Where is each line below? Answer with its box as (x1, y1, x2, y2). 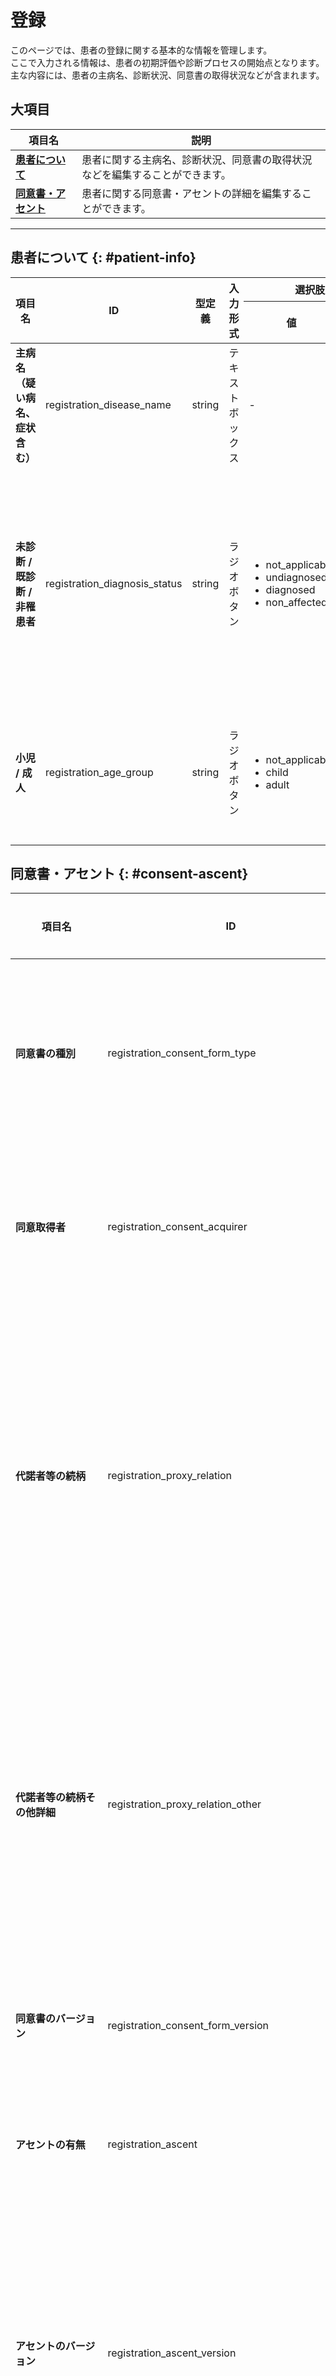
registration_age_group (45, 765, 154, 779)
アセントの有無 (15, 2138, 86, 2152)
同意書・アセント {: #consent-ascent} (10, 865, 249, 882)
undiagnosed (265, 570, 328, 584)
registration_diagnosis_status (45, 576, 183, 590)
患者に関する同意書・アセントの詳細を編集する (81, 186, 302, 200)
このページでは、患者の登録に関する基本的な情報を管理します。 (10, 44, 273, 56)
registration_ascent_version (107, 2346, 237, 2360)
